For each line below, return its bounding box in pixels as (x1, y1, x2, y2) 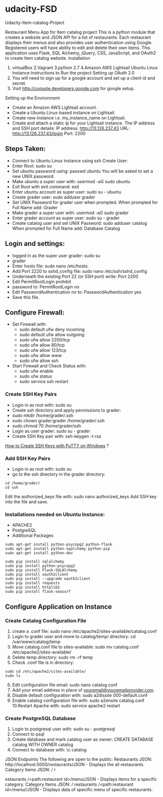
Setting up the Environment (5, 95, 60, 101)
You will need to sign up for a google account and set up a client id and (12, 75, 155, 81)
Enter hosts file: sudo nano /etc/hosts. (12, 263, 89, 269)
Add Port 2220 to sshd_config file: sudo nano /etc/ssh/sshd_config (12, 268, 147, 274)
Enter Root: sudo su (12, 163, 52, 169)
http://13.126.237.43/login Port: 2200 (12, 130, 86, 136)
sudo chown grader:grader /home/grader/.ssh (12, 417, 105, 423)
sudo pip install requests (5, 580, 60, 586)
